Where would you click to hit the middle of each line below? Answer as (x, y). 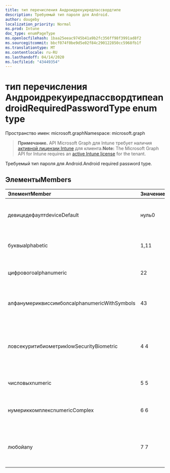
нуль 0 (148, 215)
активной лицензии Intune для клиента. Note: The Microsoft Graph (88, 149)
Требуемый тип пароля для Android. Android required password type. (79, 164)
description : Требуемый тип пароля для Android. (57, 15)
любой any (20, 447)
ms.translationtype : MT (30, 48)
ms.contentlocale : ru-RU (31, 52)
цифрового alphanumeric (37, 273)
